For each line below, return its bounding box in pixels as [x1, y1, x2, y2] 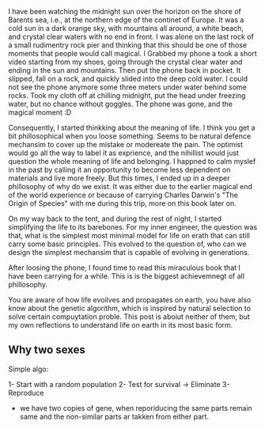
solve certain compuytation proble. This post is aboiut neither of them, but [8, 312, 251, 321]
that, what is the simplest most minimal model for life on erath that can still [8, 231, 251, 240]
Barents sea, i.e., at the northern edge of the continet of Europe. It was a [8, 15, 244, 25]
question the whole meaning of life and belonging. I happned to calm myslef [8, 157, 256, 165]
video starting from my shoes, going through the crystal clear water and [8, 57, 243, 66]
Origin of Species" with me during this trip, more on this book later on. [8, 199, 237, 208]
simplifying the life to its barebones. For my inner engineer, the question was [8, 222, 258, 232]
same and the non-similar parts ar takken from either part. [19, 412, 210, 421]
